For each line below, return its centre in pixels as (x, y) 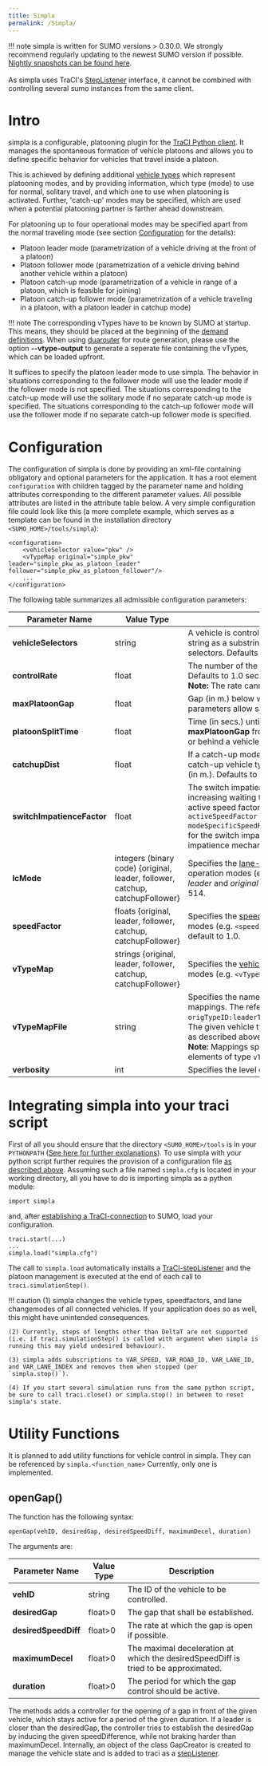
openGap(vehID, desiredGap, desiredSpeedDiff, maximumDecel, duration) (130, 1532)
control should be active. (173, 1691)
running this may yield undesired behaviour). (87, 1346)
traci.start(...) (37, 1239)
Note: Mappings (218, 1047)
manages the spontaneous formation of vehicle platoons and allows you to (131, 151)
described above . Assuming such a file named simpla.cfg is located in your (132, 1170)
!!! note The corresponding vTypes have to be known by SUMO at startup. (130, 323)
